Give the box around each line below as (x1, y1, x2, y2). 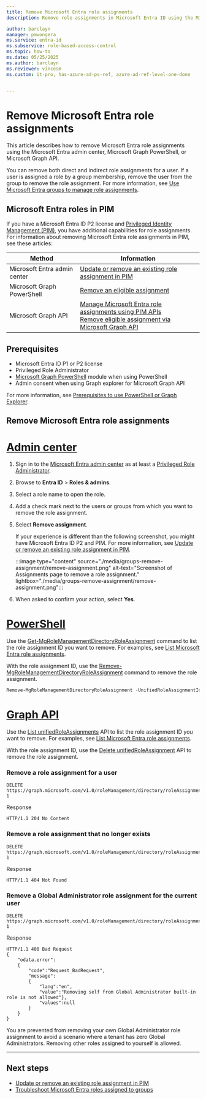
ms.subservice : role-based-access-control (6, 43, 116, 49)
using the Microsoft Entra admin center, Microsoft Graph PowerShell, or (6, 148, 187, 156)
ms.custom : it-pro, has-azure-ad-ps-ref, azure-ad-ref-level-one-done (6, 71, 191, 77)
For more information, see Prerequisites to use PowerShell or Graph (6, 391, 177, 398)
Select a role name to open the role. (15, 491, 106, 498)
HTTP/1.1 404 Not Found (6, 877, 67, 883)
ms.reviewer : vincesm (6, 66, 62, 72)
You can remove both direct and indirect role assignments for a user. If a (6, 167, 189, 174)
